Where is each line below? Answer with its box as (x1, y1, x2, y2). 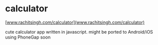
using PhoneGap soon (5, 34, 51, 40)
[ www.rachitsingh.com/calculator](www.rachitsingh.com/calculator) (5, 19, 145, 25)
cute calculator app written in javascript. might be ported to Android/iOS (5, 29, 154, 35)
